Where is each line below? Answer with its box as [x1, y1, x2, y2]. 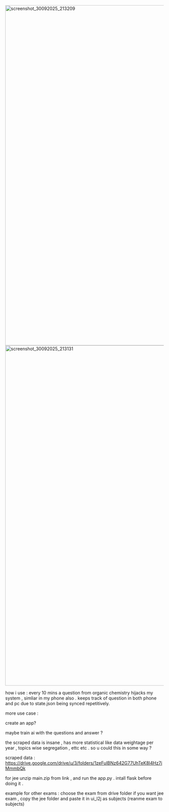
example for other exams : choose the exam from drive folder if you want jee [5, 790, 164, 796]
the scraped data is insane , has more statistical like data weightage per [5, 739, 154, 745]
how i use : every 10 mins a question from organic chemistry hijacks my [5, 690, 153, 696]
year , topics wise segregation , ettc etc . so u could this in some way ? [5, 745, 152, 751]
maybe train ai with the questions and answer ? [5, 730, 103, 735]
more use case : [5, 710, 39, 716]
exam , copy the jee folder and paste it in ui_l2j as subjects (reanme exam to [5, 796, 162, 801]
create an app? [5, 720, 36, 726]
